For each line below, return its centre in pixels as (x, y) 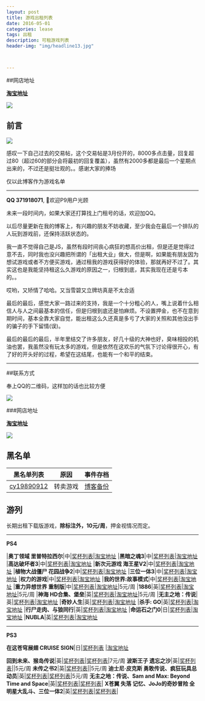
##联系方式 (20, 372)
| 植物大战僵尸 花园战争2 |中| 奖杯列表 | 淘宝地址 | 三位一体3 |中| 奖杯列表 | (100, 572)
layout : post (23, 12)
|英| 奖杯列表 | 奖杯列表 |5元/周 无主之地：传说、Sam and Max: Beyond (104, 676)
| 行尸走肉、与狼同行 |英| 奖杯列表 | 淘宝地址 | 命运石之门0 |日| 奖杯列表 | (108, 610)
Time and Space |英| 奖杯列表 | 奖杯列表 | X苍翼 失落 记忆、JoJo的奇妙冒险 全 (101, 684)
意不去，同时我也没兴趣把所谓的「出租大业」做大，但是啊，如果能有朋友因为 (103, 254)
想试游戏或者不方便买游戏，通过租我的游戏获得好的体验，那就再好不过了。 (100, 262)
